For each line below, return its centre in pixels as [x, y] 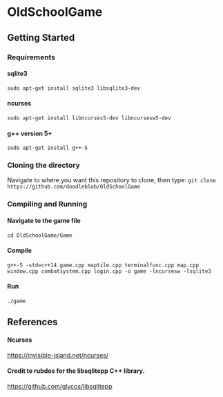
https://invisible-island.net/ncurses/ [58, 355]
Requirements [31, 57]
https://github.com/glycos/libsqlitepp [60, 386]
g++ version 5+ [30, 133]
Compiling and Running [47, 204]
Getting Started [41, 38]
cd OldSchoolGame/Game [40, 235]
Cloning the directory [44, 165]
